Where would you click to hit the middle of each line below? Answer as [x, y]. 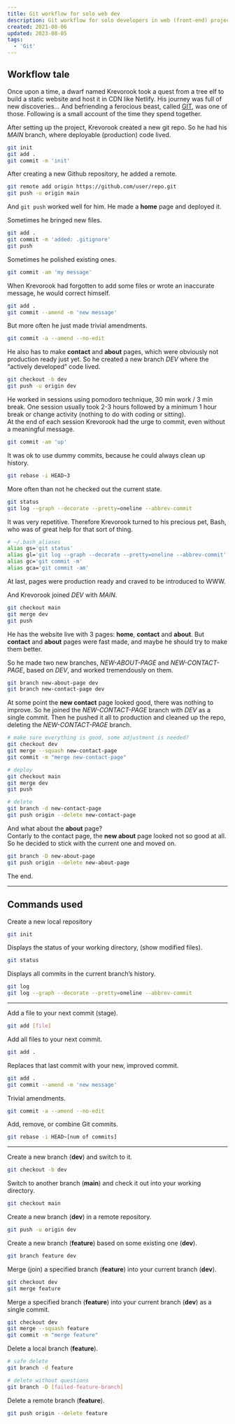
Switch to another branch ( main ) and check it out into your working [104, 1183]
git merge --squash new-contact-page [62, 751]
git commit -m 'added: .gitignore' [59, 240]
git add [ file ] [29, 1026]
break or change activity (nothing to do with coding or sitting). [97, 414]
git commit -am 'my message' [50, 272]
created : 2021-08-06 [37, 27]
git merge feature [34, 1288]
